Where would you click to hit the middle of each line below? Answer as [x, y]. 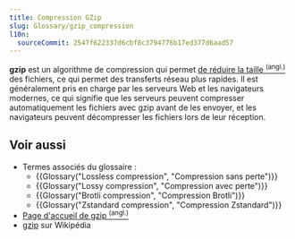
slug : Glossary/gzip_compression [72, 26]
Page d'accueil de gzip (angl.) [76, 215]
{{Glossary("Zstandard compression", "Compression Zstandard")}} [159, 205]
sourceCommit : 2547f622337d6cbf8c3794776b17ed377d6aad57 [126, 43]
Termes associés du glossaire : [79, 166]
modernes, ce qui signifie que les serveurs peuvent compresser [127, 98]
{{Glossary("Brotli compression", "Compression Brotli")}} [140, 195]
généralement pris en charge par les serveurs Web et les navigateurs [136, 88]
